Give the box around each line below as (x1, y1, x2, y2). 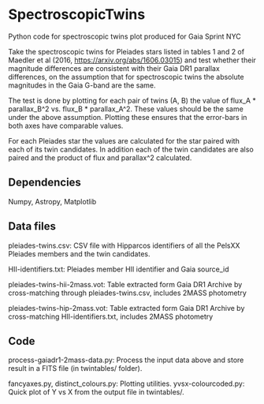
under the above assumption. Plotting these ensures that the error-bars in (8, 112, 247, 122)
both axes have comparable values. (8, 121, 124, 130)
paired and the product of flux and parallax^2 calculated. (8, 152, 192, 163)
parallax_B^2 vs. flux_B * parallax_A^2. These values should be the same (8, 104, 244, 114)
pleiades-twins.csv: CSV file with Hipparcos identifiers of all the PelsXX (8, 241, 240, 250)
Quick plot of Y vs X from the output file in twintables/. (8, 387, 185, 397)
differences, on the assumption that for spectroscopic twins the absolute (8, 72, 244, 81)
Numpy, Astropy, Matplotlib (8, 196, 97, 206)
